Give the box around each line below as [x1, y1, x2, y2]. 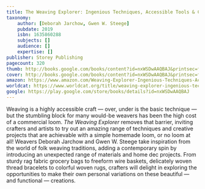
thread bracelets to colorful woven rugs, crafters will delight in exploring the [6, 163, 197, 171]
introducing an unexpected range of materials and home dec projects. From [6, 150, 196, 158]
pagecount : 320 [6, 60, 45, 66]
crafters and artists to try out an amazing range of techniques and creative [6, 125, 194, 132]
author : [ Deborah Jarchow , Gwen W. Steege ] [17, 20, 130, 26]
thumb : [6, 65, 23, 72]
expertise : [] [17, 49, 53, 55]
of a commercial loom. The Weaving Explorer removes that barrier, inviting [6, 118, 193, 125]
